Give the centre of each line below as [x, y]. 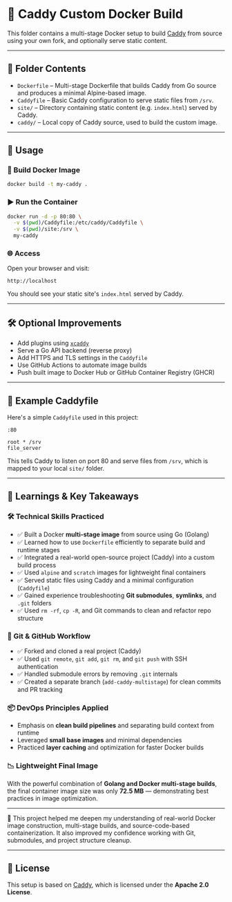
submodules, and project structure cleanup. [69, 840]
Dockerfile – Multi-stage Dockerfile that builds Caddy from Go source [117, 85]
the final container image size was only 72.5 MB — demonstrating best [108, 791]
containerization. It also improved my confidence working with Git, [101, 833]
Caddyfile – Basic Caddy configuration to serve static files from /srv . [115, 100]
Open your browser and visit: [48, 268]
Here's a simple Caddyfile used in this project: [73, 417]
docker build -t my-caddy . [48, 185]
